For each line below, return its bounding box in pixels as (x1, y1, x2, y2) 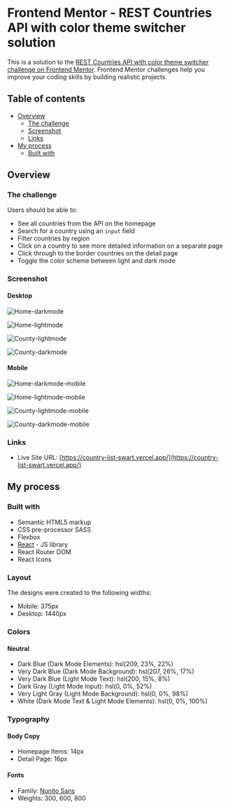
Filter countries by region (17, 234, 90, 243)
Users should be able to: (7, 206, 78, 214)
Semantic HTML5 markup (17, 518, 92, 526)
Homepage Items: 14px (17, 747, 85, 756)
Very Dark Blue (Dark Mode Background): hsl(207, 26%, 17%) (17, 667, 194, 676)
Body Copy (7, 731, 41, 740)
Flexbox (17, 533, 41, 541)
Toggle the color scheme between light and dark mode (17, 257, 176, 265)
